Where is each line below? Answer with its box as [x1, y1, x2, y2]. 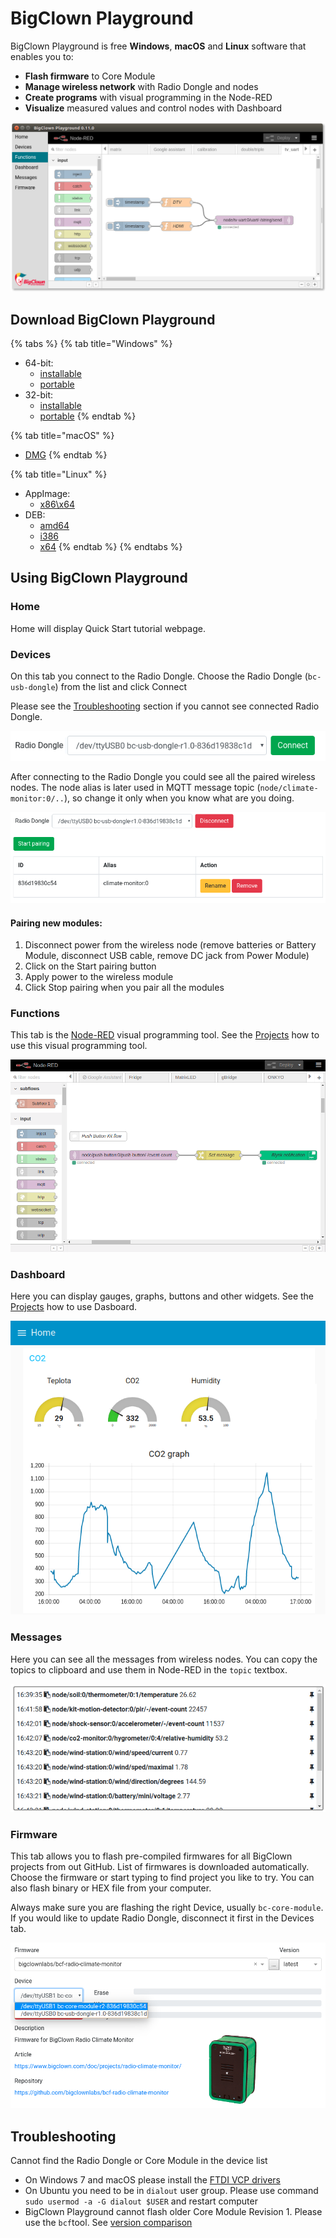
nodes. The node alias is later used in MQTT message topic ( [10, 782, 261, 794]
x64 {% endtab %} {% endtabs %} [39, 540, 183, 552]
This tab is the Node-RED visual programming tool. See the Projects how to [10, 1029, 320, 1041]
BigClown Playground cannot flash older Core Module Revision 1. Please [24, 2206, 323, 2218]
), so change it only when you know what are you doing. [63, 792, 295, 804]
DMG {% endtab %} [24, 448, 108, 461]
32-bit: [24, 388, 53, 401]
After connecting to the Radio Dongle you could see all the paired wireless [10, 771, 316, 783]
